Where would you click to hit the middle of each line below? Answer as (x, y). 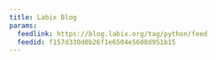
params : (23, 26)
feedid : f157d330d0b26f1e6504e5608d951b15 (96, 42)
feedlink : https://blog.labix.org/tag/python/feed (112, 34)
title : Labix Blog (43, 17)
